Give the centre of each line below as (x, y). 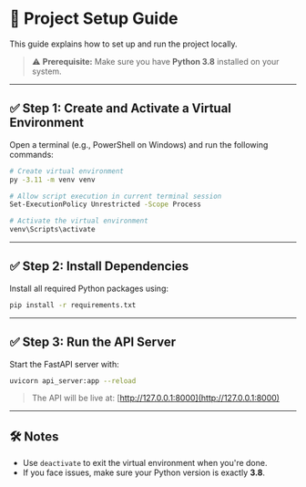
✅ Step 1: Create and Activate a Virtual (121, 109)
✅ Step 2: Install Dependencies (99, 267)
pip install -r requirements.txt (73, 305)
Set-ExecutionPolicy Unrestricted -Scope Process (106, 204)
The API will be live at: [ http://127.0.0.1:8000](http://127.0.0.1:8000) (156, 398)
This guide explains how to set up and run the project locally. (124, 44)
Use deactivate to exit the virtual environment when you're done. (145, 463)
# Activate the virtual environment (79, 221)
